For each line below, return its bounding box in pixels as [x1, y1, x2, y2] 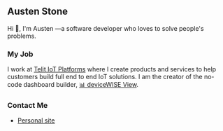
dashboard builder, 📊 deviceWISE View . [23, 81, 138, 89]
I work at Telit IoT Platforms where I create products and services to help [7, 65, 217, 74]
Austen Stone [7, 6, 69, 18]
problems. [7, 32, 36, 40]
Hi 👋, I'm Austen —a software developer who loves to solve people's [7, 24, 204, 32]
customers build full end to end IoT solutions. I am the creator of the [7, 73, 203, 81]
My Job [7, 49, 34, 59]
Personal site [17, 116, 55, 125]
